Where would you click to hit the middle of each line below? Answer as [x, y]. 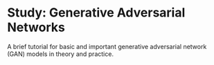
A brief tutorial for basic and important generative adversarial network [107, 46]
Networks [36, 27]
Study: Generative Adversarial [96, 13]
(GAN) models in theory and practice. [61, 54]
